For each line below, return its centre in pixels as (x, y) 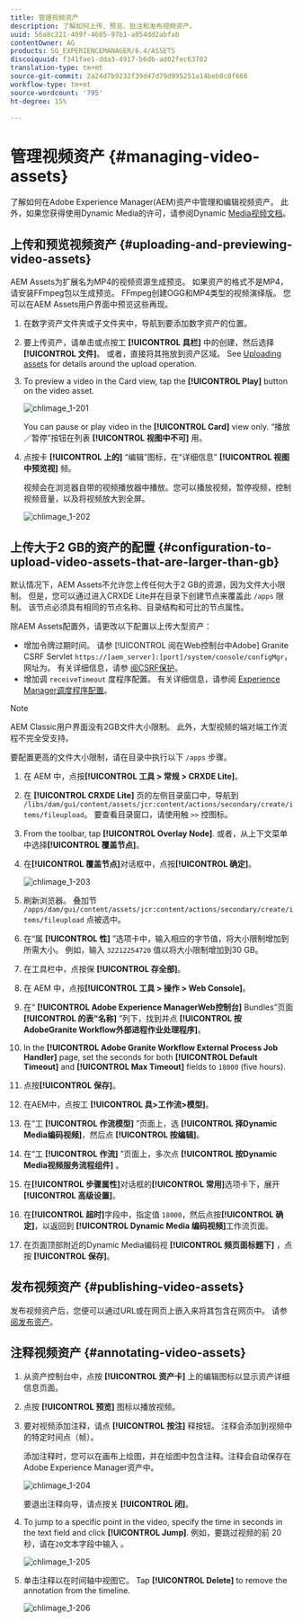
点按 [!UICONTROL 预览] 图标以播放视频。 (102, 1406)
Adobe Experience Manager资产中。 (91, 1467)
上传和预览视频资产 (63, 244)
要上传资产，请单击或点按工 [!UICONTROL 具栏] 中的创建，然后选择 (149, 343)
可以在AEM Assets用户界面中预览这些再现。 (92, 304)
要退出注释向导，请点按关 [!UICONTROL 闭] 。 (108, 1503)
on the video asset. (59, 391)
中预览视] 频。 (50, 468)
